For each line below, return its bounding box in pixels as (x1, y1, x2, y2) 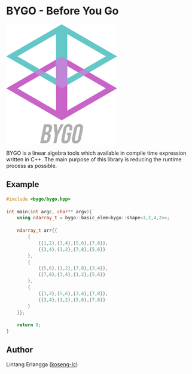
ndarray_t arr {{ (17, 228, 58, 234)
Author (6, 345, 33, 355)
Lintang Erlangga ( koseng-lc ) (6, 360, 78, 368)
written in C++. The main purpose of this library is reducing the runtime (6, 155, 182, 163)
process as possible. (6, 162, 57, 169)
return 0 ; (17, 322, 42, 328)
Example (6, 179, 39, 189)
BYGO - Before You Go (6, 4, 119, 18)
